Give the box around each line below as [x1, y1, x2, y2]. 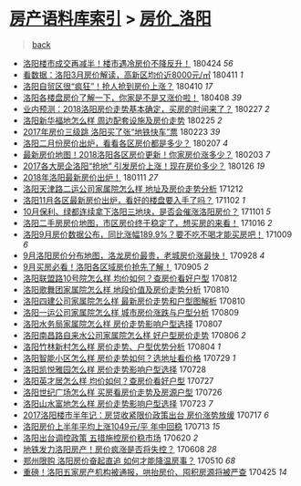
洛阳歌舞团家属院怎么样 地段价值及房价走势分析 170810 [22, 284, 230, 295]
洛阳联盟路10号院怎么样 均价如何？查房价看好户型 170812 [22, 273, 238, 284]
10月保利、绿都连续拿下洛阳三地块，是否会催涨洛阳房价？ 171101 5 [22, 206, 272, 217]
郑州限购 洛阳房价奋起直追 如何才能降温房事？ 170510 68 [22, 455, 235, 466]
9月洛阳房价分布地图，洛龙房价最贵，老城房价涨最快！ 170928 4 [22, 250, 265, 261]
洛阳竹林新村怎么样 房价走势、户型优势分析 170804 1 [22, 341, 222, 352]
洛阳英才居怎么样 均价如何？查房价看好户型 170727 [22, 375, 214, 386]
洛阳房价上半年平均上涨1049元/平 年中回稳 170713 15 [22, 420, 221, 431]
